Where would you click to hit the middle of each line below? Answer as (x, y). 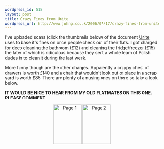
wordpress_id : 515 (24, 10)
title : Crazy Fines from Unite (37, 19)
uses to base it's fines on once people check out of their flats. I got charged (81, 43)
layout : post (18, 14)
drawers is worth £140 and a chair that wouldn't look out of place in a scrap (81, 73)
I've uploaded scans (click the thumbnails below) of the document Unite (77, 37)
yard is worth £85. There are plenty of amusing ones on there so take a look (81, 78)
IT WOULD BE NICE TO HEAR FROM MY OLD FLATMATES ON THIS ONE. (79, 93)
